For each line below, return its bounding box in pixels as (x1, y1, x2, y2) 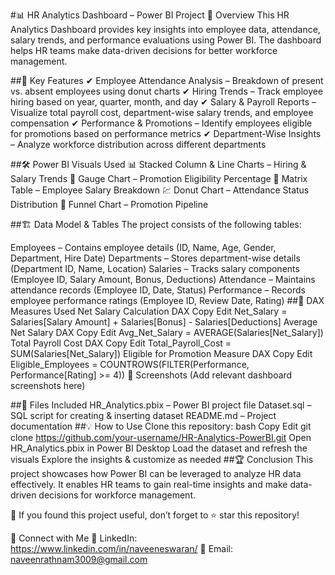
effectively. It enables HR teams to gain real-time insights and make (10, 479, 288, 490)
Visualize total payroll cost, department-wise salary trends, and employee (10, 107, 314, 118)
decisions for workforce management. (38, 489, 196, 501)
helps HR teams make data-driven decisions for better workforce (10, 45, 278, 56)
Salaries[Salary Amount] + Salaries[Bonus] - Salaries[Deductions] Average (10, 316, 318, 328)
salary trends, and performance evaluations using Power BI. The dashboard (10, 34, 322, 46)
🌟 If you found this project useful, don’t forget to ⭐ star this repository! (10, 509, 300, 521)
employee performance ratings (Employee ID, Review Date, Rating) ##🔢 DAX (10, 295, 325, 306)
